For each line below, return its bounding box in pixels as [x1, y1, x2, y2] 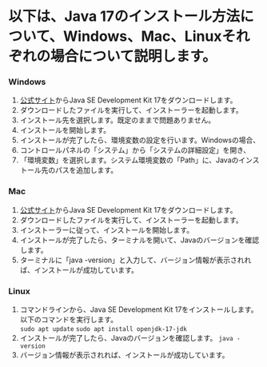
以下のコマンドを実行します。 [19, 315, 118, 325]
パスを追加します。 [54, 166, 118, 175]
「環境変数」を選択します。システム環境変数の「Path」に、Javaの [19, 155, 239, 165]
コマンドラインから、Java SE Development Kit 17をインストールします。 [19, 305, 258, 314]
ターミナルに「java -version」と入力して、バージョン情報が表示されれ [19, 255, 252, 265]
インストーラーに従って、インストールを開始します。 [19, 225, 194, 234]
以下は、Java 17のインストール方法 [8, 7, 241, 26]
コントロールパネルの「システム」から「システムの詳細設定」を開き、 [19, 146, 250, 155]
